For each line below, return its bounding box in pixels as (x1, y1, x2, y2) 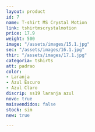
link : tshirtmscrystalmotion (6, 25, 77, 31)
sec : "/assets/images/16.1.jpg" (6, 47, 85, 53)
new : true (6, 112, 30, 118)
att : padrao (6, 63, 35, 69)
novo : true (6, 96, 33, 101)
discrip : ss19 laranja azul (6, 90, 75, 96)
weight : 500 (6, 36, 35, 42)
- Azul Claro (6, 85, 38, 91)
